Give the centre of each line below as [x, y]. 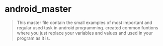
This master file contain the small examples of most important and [84, 23]
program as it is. [33, 38]
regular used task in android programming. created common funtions [87, 27]
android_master [38, 9]
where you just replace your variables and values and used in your [85, 33]
